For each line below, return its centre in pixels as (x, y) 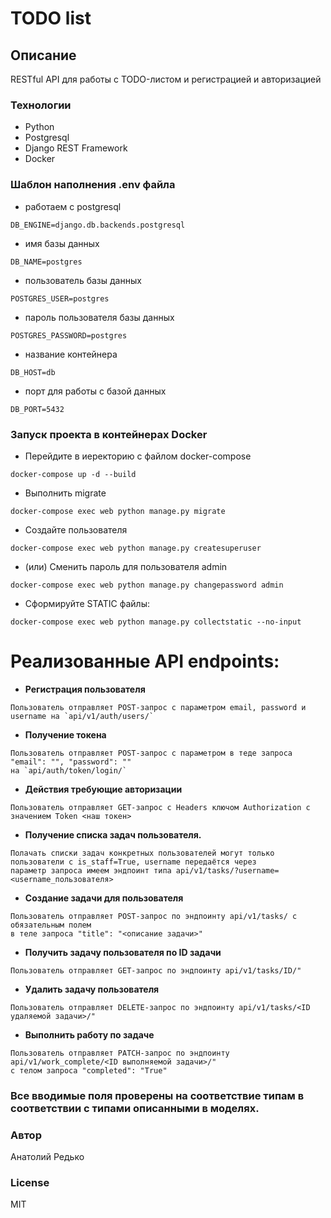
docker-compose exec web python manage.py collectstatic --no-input (156, 622)
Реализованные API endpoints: (145, 661)
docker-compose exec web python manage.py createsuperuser (136, 548)
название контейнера (71, 354)
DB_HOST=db (33, 372)
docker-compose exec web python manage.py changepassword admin (147, 585)
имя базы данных (62, 243)
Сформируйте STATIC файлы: (87, 603)
